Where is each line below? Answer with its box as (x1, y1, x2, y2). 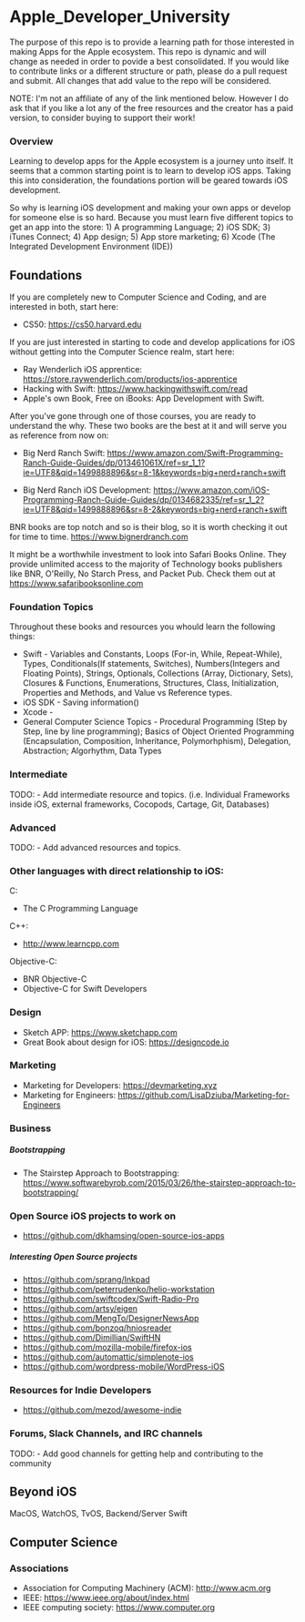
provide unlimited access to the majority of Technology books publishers (9, 558, 283, 570)
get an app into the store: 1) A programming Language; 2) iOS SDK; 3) (9, 221, 271, 233)
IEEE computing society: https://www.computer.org (22, 1602, 216, 1613)
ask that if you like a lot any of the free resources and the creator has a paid (9, 102, 294, 113)
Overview (9, 135, 54, 148)
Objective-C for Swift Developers (22, 984, 147, 995)
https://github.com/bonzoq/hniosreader (22, 1322, 172, 1333)
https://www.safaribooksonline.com (9, 578, 144, 589)
